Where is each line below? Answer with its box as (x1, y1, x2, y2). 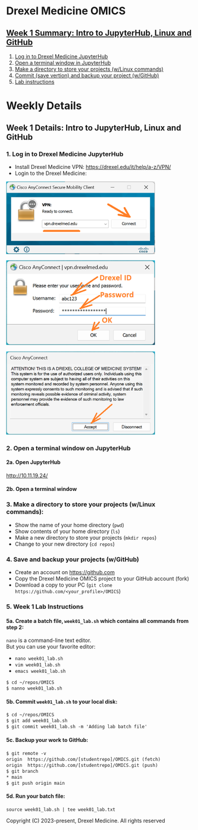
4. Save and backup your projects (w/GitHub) (6, 555, 140, 563)
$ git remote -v (6, 750, 46, 756)
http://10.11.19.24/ (6, 472, 48, 479)
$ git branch (6, 768, 39, 774)
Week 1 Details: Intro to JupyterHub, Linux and (6, 123, 181, 133)
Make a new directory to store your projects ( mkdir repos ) (14, 534, 157, 541)
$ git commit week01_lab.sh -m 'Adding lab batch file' (6, 724, 147, 730)
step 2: (6, 624, 24, 631)
